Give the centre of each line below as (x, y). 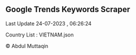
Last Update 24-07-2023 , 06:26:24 (49, 23)
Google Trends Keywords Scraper (68, 10)
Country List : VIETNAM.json (40, 35)
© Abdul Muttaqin (27, 46)
